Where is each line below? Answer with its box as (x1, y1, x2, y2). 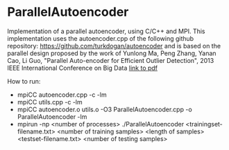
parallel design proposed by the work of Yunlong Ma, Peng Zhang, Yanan (7, 49, 217, 57)
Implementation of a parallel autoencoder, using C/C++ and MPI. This (7, 27, 205, 35)
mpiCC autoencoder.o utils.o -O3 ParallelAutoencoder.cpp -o (17, 105, 192, 113)
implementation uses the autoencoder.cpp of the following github (7, 34, 194, 42)
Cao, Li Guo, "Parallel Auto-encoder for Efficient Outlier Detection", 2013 (7, 56, 214, 64)
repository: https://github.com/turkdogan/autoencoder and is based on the (7, 41, 221, 50)
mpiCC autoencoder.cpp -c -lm (17, 91, 107, 99)
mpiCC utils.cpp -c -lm (17, 97, 83, 106)
